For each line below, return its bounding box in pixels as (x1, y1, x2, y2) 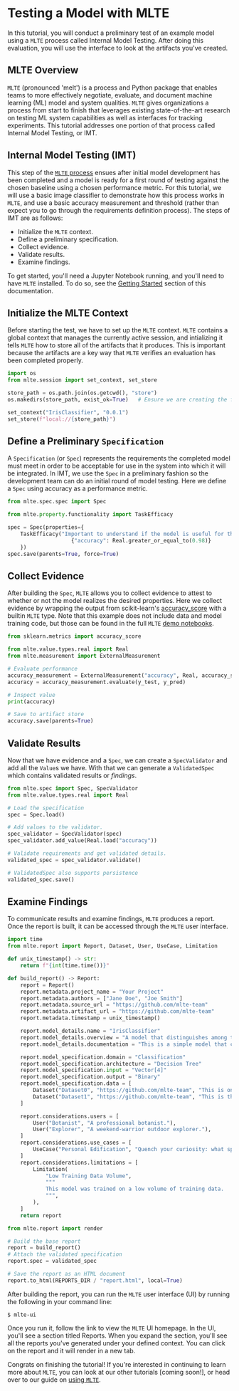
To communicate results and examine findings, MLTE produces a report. (7, 915, 215, 923)
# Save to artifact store (7, 710, 84, 718)
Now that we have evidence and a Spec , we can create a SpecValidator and (7, 756, 228, 765)
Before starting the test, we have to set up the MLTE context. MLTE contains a (7, 326, 228, 335)
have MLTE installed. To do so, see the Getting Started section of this (7, 279, 206, 288)
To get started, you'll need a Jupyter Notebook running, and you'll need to (7, 271, 225, 280)
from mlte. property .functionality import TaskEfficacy (7, 511, 174, 518)
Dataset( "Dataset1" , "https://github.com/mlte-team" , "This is (33, 1093, 224, 1101)
